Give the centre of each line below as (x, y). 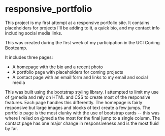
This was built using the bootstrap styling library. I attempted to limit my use (82, 92)
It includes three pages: (29, 57)
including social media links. (34, 33)
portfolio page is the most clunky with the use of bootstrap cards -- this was (82, 113)
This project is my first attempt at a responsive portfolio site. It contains (77, 23)
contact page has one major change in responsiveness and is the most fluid (82, 123)
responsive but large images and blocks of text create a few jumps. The (78, 108)
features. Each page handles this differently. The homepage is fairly (74, 102)
